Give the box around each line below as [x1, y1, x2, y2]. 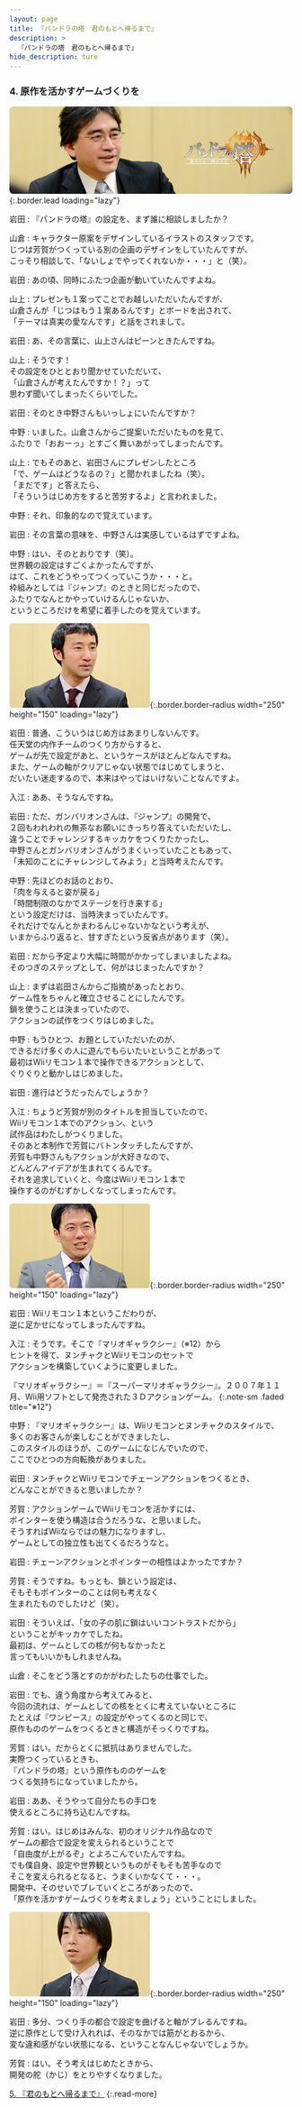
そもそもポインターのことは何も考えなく [9, 1587, 159, 1598]
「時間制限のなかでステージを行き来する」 [9, 898, 167, 909]
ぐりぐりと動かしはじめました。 [9, 1068, 128, 1079]
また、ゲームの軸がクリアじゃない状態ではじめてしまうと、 [9, 762, 230, 773]
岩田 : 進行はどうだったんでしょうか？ [9, 1087, 150, 1098]
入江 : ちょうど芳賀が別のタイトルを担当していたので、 [9, 1106, 213, 1117]
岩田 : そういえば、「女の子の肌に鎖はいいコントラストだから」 [9, 1617, 241, 1628]
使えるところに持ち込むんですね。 [9, 1807, 135, 1818]
